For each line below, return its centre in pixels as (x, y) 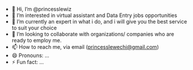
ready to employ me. (36, 40)
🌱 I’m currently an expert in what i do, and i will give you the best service (99, 21)
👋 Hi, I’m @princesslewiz (41, 9)
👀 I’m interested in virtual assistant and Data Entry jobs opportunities (94, 15)
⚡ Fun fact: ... (28, 62)
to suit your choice (34, 28)
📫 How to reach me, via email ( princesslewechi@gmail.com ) (85, 47)
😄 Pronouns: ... (31, 55)
